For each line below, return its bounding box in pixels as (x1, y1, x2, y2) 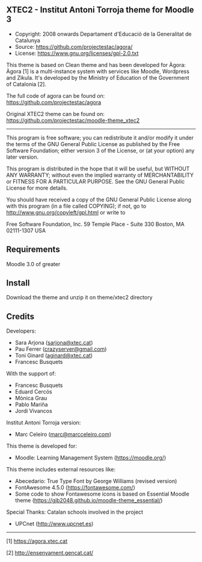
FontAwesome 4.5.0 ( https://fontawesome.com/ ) (14, 484, 135, 491)
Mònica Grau (14, 395, 47, 402)
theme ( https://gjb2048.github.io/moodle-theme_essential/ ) (14, 497, 163, 504)
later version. (6, 153, 39, 161)
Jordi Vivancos (14, 407, 52, 415)
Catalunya (14, 36, 40, 44)
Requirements (6, 244, 60, 255)
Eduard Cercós (14, 388, 52, 395)
